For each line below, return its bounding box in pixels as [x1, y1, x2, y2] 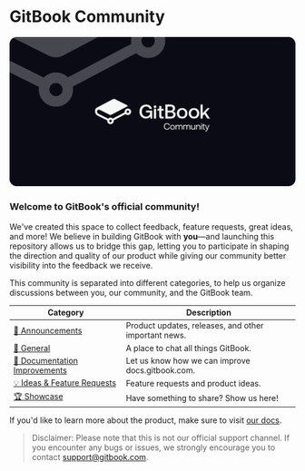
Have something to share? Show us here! [125, 392, 279, 403]
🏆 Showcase [13, 391, 64, 402]
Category [47, 307, 84, 319]
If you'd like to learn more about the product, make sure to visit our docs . [9, 415, 282, 426]
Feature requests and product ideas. [125, 378, 261, 388]
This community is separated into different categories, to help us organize [9, 277, 286, 288]
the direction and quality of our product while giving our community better [9, 250, 287, 260]
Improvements [13, 365, 68, 376]
